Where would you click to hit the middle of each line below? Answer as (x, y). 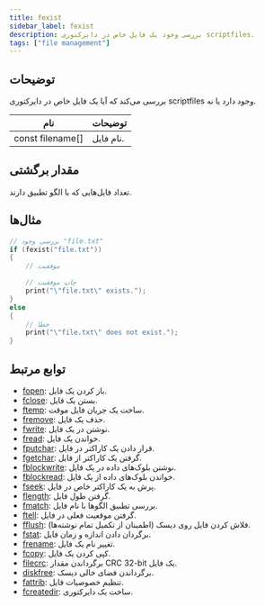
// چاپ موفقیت (51, 283)
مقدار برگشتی (44, 171)
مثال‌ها (26, 220)
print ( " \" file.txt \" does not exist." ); (102, 333)
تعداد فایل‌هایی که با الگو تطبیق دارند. (71, 192)
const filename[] (49, 139)
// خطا (37, 324)
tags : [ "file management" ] (60, 43)
